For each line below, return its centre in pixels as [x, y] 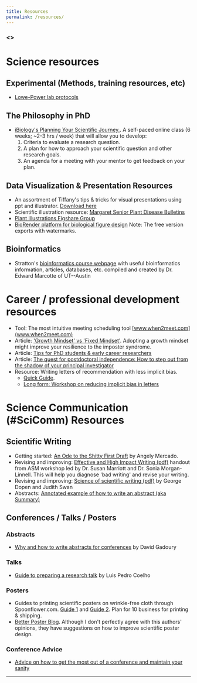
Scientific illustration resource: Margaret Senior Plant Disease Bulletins [100, 212]
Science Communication [67, 407]
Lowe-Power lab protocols [47, 97]
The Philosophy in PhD [48, 116]
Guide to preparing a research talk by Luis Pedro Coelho [82, 575]
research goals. [42, 155]
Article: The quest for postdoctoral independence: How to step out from [101, 359]
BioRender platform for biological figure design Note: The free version [99, 225]
